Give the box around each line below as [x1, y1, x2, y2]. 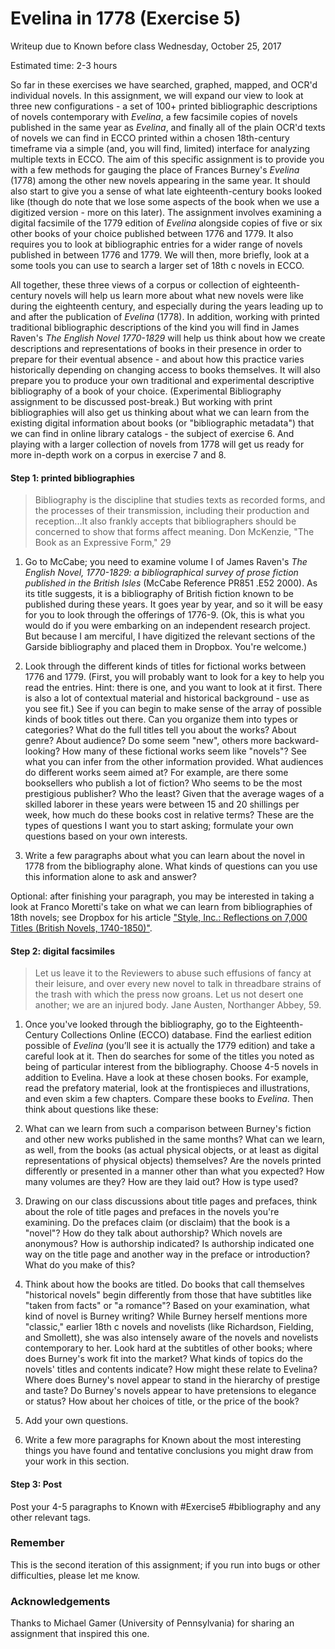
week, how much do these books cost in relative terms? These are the [24, 809, 315, 821]
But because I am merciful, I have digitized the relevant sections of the [24, 630, 316, 642]
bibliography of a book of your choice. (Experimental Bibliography [10, 385, 282, 397]
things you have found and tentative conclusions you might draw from [24, 1445, 314, 1457]
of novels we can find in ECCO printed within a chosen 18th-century [10, 132, 290, 144]
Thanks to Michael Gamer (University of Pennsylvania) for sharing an [10, 1617, 295, 1629]
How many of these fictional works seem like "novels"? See [62, 745, 307, 757]
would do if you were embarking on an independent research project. [24, 620, 311, 632]
